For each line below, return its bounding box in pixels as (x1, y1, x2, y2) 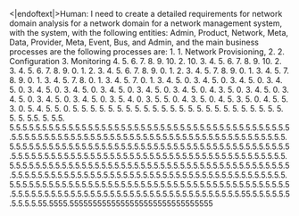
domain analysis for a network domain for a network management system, (9, 18, 283, 29)
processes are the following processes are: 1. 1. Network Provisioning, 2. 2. (9, 46, 286, 57)
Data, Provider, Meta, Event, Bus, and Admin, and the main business (9, 37, 259, 47)
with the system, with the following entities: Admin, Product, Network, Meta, (9, 28, 288, 37)
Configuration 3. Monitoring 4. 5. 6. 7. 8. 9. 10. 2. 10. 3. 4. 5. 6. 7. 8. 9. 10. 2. (9, 56, 283, 66)
